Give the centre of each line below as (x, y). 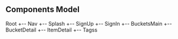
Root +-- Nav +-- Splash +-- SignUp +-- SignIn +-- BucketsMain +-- (89, 23)
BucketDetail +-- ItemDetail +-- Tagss (52, 30)
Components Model (43, 10)
